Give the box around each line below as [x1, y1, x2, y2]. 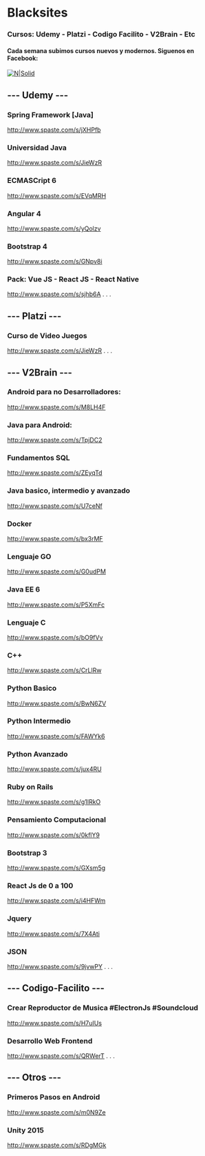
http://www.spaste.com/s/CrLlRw [7, 666, 102, 674]
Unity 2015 [7, 1125, 45, 1135]
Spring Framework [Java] [7, 110, 94, 119]
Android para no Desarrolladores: [7, 387, 122, 397]
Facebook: [7, 54, 39, 62]
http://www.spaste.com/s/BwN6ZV [7, 699, 107, 707]
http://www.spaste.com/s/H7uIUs [7, 1019, 102, 1027]
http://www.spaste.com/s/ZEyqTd [7, 469, 102, 477]
